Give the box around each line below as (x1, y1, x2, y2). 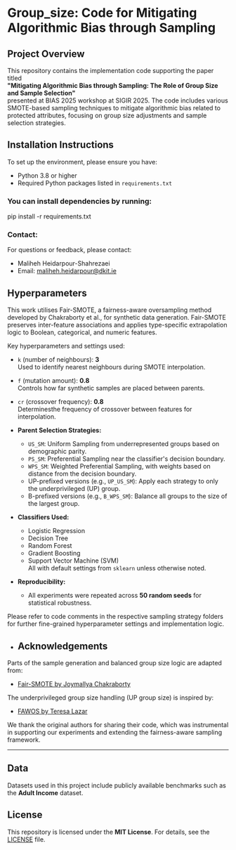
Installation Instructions (7, 139, 114, 151)
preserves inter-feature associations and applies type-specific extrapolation (7, 321, 228, 329)
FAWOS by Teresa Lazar (17, 707, 88, 716)
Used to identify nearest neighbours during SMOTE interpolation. (17, 363, 206, 372)
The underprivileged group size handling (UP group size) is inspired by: (7, 693, 214, 702)
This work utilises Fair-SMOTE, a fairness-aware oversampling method (7, 306, 212, 314)
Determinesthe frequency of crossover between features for (17, 405, 192, 414)
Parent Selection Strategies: (17, 426, 102, 435)
